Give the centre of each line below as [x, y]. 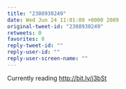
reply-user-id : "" [34, 52]
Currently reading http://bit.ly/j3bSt [57, 78]
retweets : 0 [24, 33]
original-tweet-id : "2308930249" [55, 26]
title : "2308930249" [37, 13]
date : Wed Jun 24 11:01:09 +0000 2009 [63, 20]
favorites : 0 [26, 39]
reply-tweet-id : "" [35, 46]
